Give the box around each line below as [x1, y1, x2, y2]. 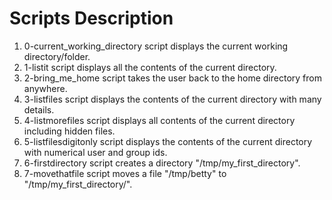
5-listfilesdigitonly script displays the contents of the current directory [23, 135, 313, 147]
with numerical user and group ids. [23, 146, 168, 158]
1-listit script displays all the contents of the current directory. [23, 61, 277, 73]
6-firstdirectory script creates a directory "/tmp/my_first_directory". [23, 157, 301, 169]
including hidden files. [23, 125, 116, 137]
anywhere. [23, 82, 68, 94]
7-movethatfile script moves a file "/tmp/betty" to [23, 167, 227, 179]
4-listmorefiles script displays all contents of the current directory [23, 114, 296, 126]
